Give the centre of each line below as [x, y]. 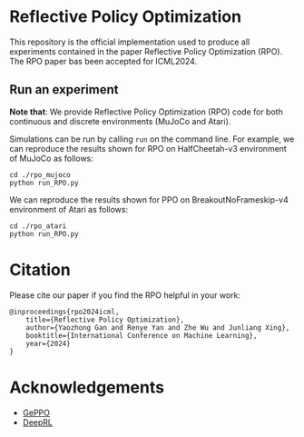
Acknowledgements [87, 387]
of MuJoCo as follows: [51, 158]
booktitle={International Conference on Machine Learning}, [142, 335]
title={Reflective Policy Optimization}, [105, 320]
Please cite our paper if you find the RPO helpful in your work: [125, 295]
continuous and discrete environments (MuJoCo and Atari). [120, 121]
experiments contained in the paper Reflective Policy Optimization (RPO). [146, 51]
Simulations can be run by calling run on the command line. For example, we [152, 139]
